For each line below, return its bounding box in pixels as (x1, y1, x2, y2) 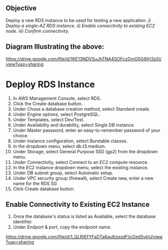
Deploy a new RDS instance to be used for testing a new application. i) (6, 17, 151, 23)
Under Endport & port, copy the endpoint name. (13, 224, 112, 230)
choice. (13, 132, 29, 138)
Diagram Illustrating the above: (6, 43, 104, 51)
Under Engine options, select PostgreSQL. (13, 111, 100, 117)
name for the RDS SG (13, 180, 57, 186)
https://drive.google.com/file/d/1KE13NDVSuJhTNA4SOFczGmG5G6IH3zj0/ (6, 56, 162, 62)
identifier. (13, 219, 33, 225)
